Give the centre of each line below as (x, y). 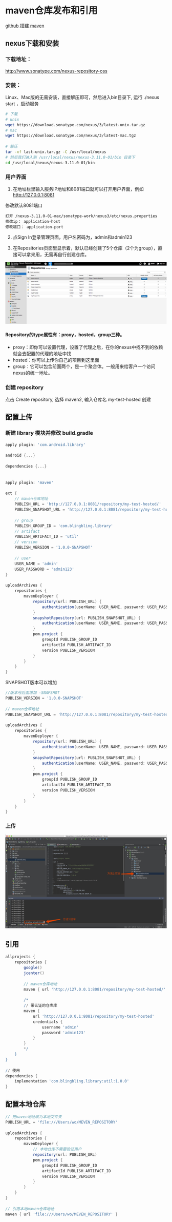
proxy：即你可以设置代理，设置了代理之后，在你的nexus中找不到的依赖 (88, 347)
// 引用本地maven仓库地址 (30, 1209)
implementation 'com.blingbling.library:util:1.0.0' (72, 1081)
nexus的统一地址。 (33, 373)
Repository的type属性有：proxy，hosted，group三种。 (65, 335)
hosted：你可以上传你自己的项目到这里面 (56, 360)
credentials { (48, 1022)
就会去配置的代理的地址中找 (42, 353)
